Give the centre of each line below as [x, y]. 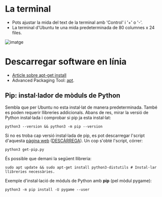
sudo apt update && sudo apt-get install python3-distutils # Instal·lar [81, 167]
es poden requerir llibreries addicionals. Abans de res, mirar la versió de [77, 112]
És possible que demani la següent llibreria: [48, 158]
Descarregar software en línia [66, 62]
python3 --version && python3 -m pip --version [54, 126]
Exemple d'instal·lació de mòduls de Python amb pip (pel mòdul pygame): [78, 181]
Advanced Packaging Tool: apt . [43, 80]
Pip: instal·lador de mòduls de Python [63, 96]
